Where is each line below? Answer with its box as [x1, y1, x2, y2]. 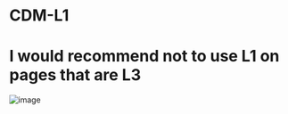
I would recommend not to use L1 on [9, 46, 280, 67]
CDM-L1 [9, 5, 70, 26]
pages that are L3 [9, 65, 141, 85]
